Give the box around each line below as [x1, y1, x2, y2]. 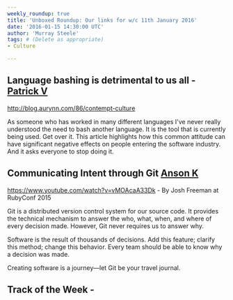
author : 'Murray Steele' [7, 29, 79, 37]
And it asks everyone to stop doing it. [7, 147, 114, 156]
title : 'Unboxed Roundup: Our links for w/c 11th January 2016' [7, 17, 198, 24]
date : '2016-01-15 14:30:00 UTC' [7, 23, 104, 30]
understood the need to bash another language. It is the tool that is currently [7, 125, 226, 133]
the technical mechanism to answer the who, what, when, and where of [7, 214, 212, 223]
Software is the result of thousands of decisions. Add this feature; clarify [7, 235, 216, 243]
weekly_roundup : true [7, 10, 70, 17]
